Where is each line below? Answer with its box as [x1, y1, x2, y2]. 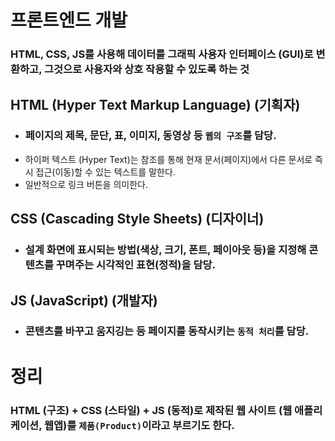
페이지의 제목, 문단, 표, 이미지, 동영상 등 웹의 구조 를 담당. [24, 129, 277, 143]
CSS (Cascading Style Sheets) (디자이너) [10, 211, 265, 228]
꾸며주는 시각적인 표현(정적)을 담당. [55, 258, 217, 272]
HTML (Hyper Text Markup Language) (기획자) [10, 96, 301, 113]
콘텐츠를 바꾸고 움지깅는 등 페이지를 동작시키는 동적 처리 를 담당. [24, 324, 310, 338]
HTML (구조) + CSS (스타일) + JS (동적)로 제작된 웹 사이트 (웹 [10, 403, 293, 417]
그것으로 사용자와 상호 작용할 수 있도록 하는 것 [43, 62, 250, 76]
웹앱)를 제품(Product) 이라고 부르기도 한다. [43, 418, 235, 432]
